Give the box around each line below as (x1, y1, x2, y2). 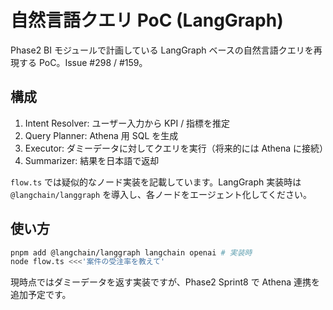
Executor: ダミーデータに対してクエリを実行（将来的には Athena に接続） (24, 142, 329, 154)
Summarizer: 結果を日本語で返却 (24, 154, 160, 166)
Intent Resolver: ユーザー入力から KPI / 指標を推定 (24, 117, 231, 129)
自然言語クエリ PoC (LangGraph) (10, 9, 284, 32)
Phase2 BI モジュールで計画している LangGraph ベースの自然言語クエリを (10, 44, 314, 56)
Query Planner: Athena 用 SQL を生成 (24, 129, 179, 141)
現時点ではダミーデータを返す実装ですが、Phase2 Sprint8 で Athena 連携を (10, 276, 321, 288)
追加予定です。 (10, 289, 72, 301)
